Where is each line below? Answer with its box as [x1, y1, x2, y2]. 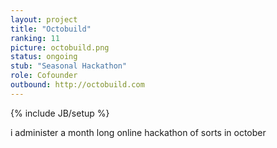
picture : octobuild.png [10, 42, 110, 53]
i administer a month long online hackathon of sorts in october [10, 126, 267, 138]
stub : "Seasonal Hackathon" [10, 61, 128, 71]
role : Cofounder [10, 71, 78, 81]
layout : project [10, 14, 78, 25]
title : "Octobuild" [10, 24, 92, 34]
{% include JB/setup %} [10, 107, 110, 119]
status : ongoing [10, 52, 78, 62]
